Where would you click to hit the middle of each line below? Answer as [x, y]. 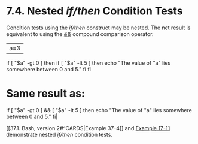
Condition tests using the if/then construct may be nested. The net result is [98, 28]
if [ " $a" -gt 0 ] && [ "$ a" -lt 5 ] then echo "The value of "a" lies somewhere [99, 110]
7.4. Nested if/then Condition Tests [95, 11]
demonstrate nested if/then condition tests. [59, 134]
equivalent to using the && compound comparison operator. [80, 34]
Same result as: [46, 94]
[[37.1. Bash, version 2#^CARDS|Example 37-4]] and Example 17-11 [88, 128]
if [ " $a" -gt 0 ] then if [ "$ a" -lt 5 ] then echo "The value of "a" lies [89, 63]
